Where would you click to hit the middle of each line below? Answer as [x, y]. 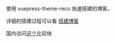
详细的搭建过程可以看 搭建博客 [42, 21]
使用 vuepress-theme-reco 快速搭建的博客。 [59, 8]
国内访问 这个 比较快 [29, 33]
